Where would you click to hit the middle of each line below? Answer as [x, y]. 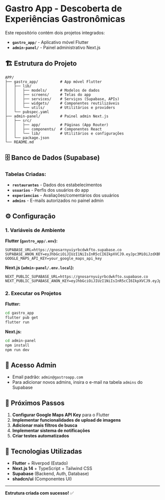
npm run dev [17, 350]
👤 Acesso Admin [31, 365]
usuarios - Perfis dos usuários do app [51, 190]
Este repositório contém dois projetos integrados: [55, 33]
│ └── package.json [27, 138]
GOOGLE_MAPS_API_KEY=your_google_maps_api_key [54, 259]
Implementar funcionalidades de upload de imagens [67, 420]
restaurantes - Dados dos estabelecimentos [57, 185]
